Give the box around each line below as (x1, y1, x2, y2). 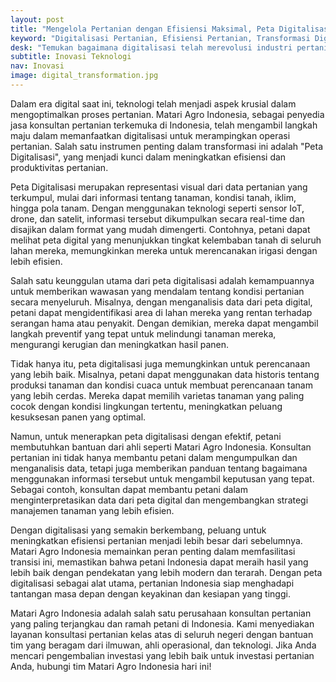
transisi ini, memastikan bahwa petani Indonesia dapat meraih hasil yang (10, 556, 309, 568)
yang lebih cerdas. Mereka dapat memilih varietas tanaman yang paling (10, 389, 305, 401)
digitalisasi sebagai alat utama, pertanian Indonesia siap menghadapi (10, 577, 295, 589)
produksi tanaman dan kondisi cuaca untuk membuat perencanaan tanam (10, 379, 313, 391)
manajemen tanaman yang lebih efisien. (10, 504, 175, 516)
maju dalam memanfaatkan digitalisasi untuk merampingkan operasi (10, 129, 291, 141)
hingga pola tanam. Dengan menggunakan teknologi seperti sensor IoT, (10, 202, 305, 214)
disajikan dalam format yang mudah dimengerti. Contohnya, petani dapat (10, 223, 311, 235)
